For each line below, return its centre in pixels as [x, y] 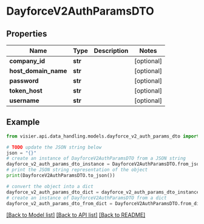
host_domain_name [38, 71]
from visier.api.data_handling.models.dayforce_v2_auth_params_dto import [103, 136]
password [24, 81]
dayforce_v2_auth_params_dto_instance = [58, 164]
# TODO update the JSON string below [54, 147]
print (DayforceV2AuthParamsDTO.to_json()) [61, 176]
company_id [27, 61]
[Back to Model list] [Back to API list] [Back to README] [76, 215]
